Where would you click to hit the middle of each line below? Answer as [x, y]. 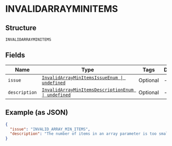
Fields [15, 55]
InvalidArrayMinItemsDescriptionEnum [88, 90]
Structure [21, 28]
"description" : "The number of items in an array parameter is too [83, 134]
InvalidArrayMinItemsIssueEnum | [82, 78]
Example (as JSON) [37, 112]
